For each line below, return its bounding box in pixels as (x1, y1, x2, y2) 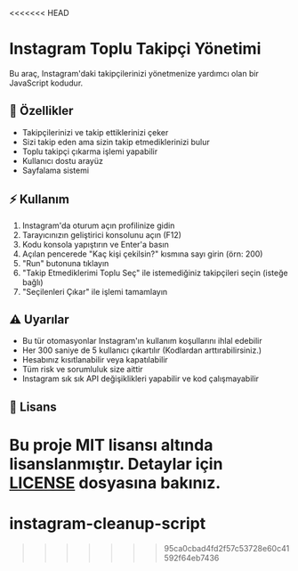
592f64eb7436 (164, 552, 220, 563)
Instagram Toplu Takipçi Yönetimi (9, 39, 262, 59)
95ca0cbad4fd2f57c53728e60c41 (164, 542, 290, 553)
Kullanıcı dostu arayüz (21, 155, 104, 166)
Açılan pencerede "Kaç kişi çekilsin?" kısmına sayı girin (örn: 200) (21, 249, 263, 259)
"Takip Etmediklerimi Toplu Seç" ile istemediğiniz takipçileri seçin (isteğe (21, 267, 288, 278)
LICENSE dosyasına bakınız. (9, 472, 221, 493)
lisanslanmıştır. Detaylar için (9, 453, 223, 474)
